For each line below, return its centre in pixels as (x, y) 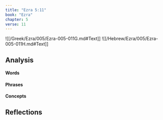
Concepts (16, 96)
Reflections (24, 112)
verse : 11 (16, 24)
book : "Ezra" (19, 15)
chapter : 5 (17, 19)
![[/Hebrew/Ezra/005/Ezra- (130, 39)
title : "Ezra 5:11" (26, 10)
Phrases (14, 84)
